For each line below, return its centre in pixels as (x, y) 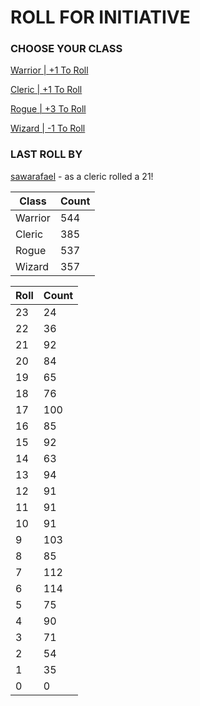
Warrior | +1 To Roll (49, 70)
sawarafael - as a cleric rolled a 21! (82, 176)
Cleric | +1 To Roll (46, 90)
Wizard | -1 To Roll (48, 128)
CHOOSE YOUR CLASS (66, 49)
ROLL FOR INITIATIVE (100, 17)
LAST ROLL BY (46, 154)
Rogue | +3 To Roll (48, 109)
